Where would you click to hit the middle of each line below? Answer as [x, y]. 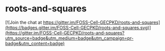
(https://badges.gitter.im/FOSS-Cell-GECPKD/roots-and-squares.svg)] [78, 27]
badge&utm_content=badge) [35, 43]
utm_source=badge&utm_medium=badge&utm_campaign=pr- [69, 38]
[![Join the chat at [24, 22]
